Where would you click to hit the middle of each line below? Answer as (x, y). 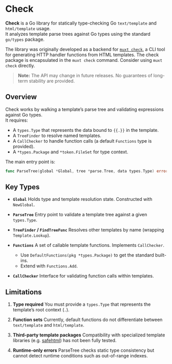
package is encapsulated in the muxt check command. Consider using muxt (84, 60)
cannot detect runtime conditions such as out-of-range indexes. (80, 356)
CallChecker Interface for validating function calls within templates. (83, 276)
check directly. (20, 65)
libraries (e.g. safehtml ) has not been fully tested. (64, 340)
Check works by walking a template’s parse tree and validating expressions (84, 109)
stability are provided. (52, 81)
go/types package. (25, 39)
